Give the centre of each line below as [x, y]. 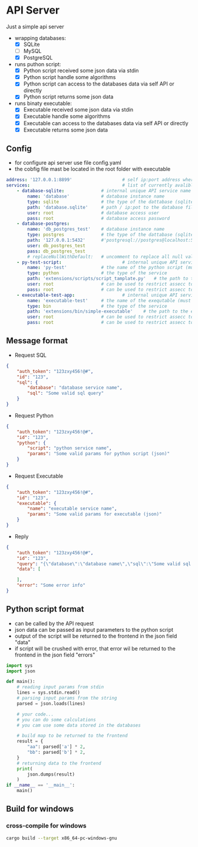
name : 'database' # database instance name [96, 196]
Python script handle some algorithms [70, 77]
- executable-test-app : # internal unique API [97, 295]
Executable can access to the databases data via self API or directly [106, 123]
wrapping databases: [40, 38]
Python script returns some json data [68, 97]
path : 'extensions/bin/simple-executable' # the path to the [108, 311]
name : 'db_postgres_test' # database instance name [96, 229]
